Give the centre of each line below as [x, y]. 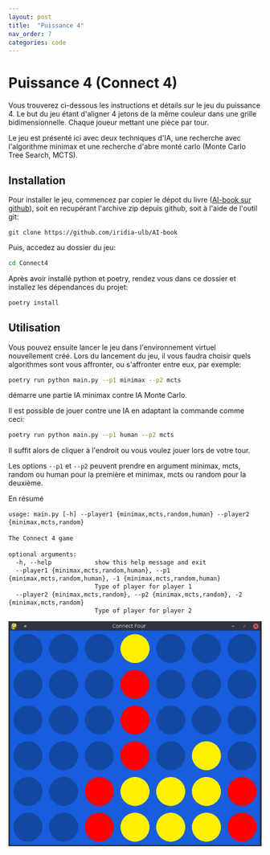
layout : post [30, 17]
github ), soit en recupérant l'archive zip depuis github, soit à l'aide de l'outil [133, 208]
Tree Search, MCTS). [43, 155]
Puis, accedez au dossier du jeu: [62, 247]
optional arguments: [43, 554]
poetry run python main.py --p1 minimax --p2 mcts [95, 380]
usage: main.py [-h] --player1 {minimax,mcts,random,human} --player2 [129, 514]
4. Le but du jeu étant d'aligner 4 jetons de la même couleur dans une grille [133, 114]
